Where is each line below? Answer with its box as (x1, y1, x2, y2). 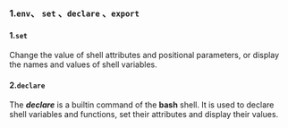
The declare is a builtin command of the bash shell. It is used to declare (9, 99, 275, 110)
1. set (9, 30, 29, 40)
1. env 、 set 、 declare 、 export (9, 6, 140, 19)
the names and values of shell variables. (9, 59, 158, 70)
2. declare (9, 80, 46, 90)
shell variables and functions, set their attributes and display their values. (9, 109, 279, 120)
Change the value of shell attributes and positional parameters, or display (9, 50, 280, 61)
